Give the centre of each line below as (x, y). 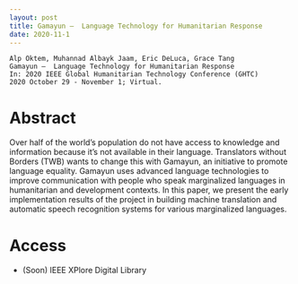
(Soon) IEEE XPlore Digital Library (84, 271)
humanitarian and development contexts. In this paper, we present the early (149, 190)
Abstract (43, 118)
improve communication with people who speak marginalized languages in (147, 181)
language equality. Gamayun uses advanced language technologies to (139, 171)
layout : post (34, 17)
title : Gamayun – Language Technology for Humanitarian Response (136, 26)
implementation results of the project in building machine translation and (143, 200)
